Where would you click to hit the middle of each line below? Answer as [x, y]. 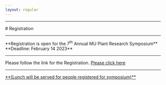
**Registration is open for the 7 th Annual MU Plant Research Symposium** [82, 43]
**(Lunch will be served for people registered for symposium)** [71, 77]
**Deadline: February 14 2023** [39, 49]
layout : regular [22, 10]
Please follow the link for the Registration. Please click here [65, 63]
